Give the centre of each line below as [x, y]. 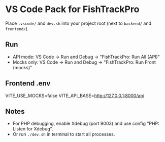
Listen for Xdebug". [33, 129]
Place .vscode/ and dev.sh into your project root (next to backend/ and [78, 23]
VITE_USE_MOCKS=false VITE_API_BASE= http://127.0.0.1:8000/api [75, 96]
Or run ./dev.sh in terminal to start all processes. [64, 134]
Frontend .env [28, 84]
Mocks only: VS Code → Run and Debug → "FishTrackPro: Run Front [84, 62]
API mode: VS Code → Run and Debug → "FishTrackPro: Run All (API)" [86, 57]
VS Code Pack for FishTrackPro [72, 9]
